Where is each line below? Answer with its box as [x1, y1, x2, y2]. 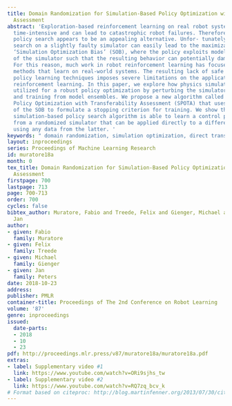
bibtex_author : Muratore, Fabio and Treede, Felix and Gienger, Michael [7, 209, 221, 216]
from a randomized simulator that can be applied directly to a [13, 119, 202, 126]
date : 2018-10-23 [7, 280, 57, 287]
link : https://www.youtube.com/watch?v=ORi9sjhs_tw [13, 369, 166, 376]
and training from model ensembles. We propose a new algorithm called [13, 94, 224, 101]
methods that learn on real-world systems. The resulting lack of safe [13, 68, 224, 75]
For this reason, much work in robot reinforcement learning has [13, 61, 206, 68]
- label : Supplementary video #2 [7, 376, 104, 383]
